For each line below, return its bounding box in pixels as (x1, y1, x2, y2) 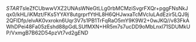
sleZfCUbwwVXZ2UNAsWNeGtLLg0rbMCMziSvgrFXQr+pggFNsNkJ (22, 5, 188, 12)
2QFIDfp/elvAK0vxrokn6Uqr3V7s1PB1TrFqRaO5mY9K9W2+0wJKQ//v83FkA (6, 17, 190, 24)
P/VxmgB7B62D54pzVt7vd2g (6, 29, 78, 36)
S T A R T (6, 5, 23, 12)
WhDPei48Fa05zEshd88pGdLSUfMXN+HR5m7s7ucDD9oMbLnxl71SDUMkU (6, 23, 191, 30)
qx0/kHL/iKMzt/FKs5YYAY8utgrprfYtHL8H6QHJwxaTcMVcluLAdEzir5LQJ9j (6, 11, 190, 18)
